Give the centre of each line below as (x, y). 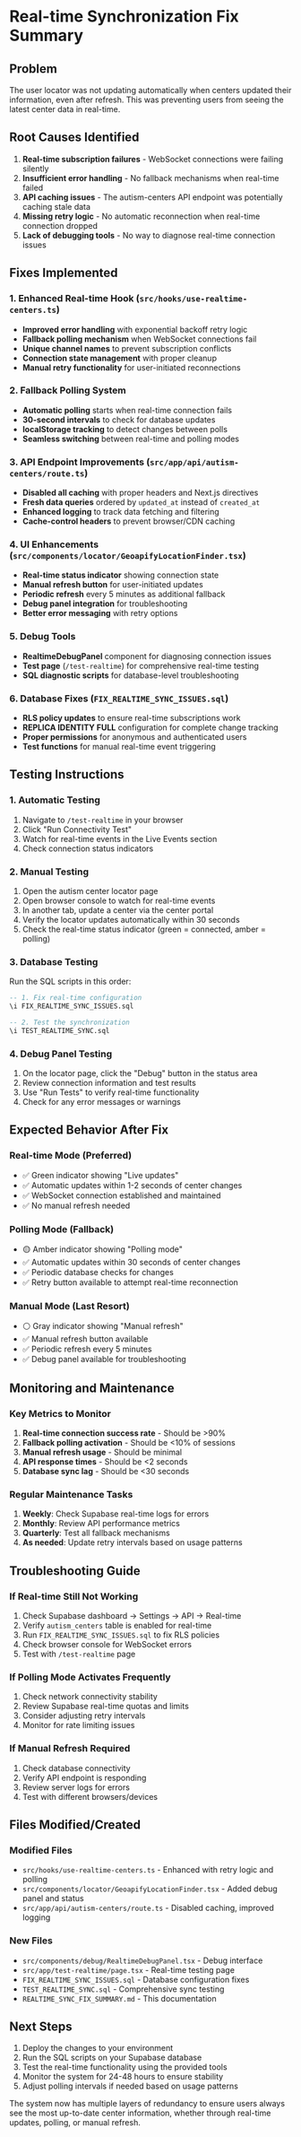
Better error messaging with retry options (100, 613)
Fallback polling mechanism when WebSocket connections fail (139, 339)
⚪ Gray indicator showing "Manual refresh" (103, 1326)
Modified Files (41, 1850)
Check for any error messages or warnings (101, 1102)
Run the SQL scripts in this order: (70, 982)
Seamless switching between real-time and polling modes (131, 439)
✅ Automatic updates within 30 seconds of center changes (131, 1263)
